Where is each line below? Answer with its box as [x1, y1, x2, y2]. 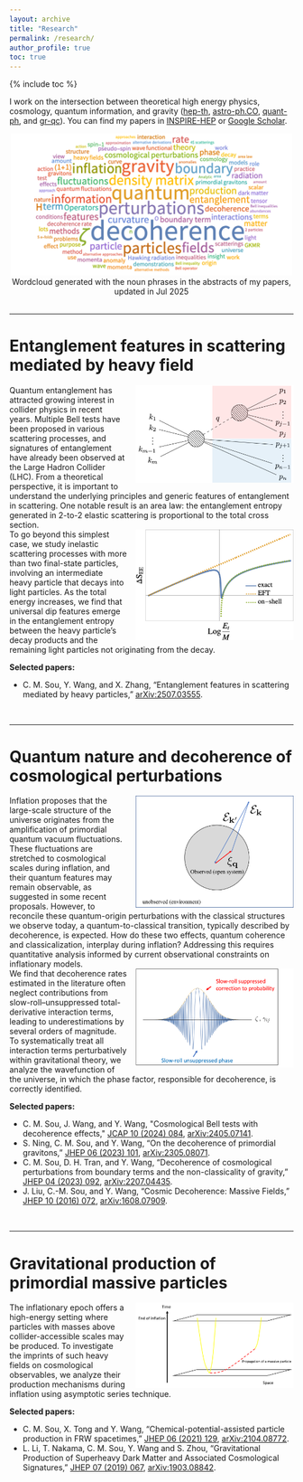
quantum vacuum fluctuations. [9, 834, 124, 845]
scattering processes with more [9, 548, 128, 559]
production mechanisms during [9, 1379, 126, 1390]
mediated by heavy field [9, 354, 194, 375]
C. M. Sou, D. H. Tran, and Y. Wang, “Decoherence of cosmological [22, 1157, 272, 1168]
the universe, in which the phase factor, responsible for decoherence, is [9, 1074, 277, 1085]
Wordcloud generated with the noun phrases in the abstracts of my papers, [12, 276, 291, 287]
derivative [9, 1006, 47, 1017]
